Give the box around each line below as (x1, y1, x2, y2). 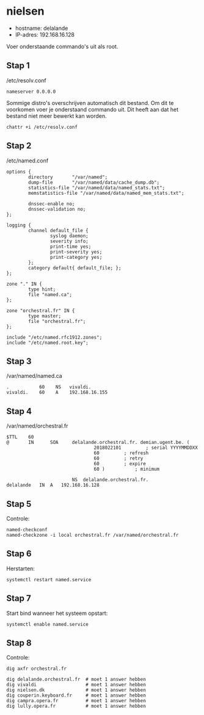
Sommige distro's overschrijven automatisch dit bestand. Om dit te (6, 99, 174, 106)
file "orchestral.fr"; (28, 318, 86, 324)
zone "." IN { (6, 281, 43, 287)
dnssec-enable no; (28, 200, 75, 207)
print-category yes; (49, 254, 103, 260)
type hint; (28, 286, 56, 292)
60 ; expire (93, 461, 147, 467)
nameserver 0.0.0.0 (6, 89, 56, 95)
